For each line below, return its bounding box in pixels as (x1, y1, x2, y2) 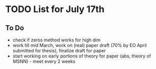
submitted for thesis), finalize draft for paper (12, 48, 106, 53)
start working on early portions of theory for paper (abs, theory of (12, 53, 151, 59)
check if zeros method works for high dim (12, 37, 101, 43)
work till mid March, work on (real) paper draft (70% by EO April (12, 42, 147, 48)
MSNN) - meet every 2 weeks (12, 58, 75, 64)
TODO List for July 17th (5, 4, 105, 15)
